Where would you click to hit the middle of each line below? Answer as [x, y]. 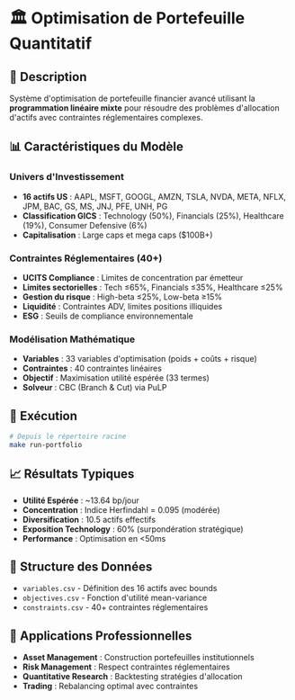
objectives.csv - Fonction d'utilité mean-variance [115, 598]
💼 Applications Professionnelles [101, 636]
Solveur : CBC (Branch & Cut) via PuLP [94, 388]
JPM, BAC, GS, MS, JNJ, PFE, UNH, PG [95, 206]
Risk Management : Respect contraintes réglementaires [126, 667]
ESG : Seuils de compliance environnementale [107, 316]
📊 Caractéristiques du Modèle [97, 147]
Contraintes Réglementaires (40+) [86, 258]
